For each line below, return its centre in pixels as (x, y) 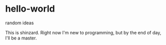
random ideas (20, 23)
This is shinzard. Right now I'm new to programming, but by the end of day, (83, 32)
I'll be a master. (21, 38)
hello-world (30, 9)
